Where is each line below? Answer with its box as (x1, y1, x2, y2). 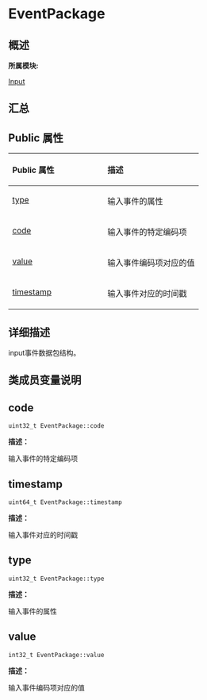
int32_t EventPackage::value (8, 651, 105, 659)
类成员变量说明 (8, 374, 82, 387)
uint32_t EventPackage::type (8, 575, 105, 583)
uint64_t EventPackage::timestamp (8, 498, 123, 506)
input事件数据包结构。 (8, 348, 81, 358)
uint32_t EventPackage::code (8, 422, 105, 430)
